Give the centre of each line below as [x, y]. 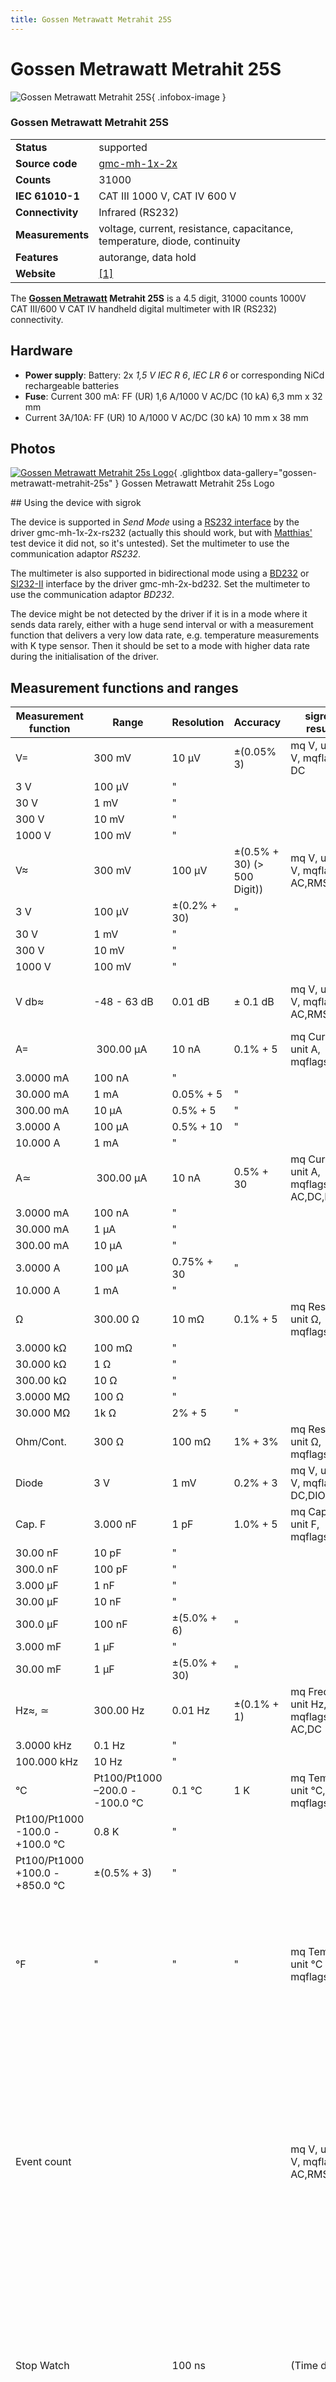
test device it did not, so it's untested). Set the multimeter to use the [150, 543]
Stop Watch [42, 2366]
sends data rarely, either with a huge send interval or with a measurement [162, 625]
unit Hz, [308, 1704]
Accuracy [257, 723]
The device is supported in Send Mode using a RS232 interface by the [155, 522]
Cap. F [31, 1524]
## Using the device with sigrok [76, 503]
